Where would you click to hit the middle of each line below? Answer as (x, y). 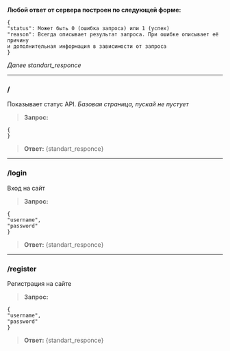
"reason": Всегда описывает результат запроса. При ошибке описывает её (113, 34)
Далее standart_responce (44, 65)
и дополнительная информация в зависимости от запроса (87, 47)
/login (17, 173)
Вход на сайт (26, 188)
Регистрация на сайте (39, 283)
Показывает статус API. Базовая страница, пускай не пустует (98, 104)
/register (22, 269)
